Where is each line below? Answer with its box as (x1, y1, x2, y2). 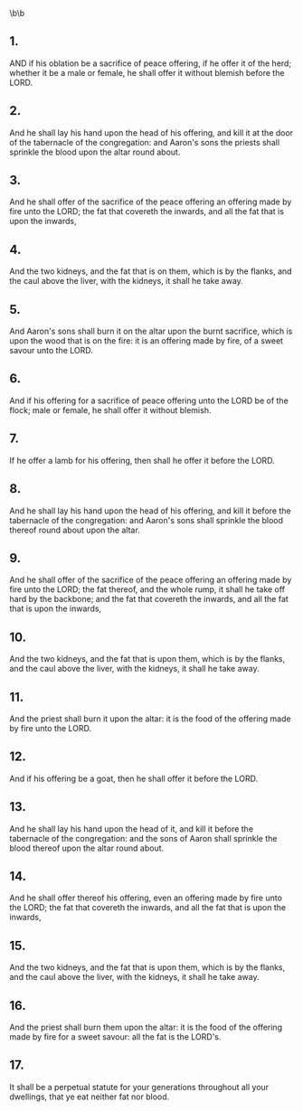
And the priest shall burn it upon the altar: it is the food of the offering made (9, 713, 291, 724)
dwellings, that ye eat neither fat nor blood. (9, 1091, 170, 1102)
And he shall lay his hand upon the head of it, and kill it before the (9, 823, 254, 834)
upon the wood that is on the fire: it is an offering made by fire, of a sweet (9, 335, 283, 346)
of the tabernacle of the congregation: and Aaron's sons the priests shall (9, 137, 280, 147)
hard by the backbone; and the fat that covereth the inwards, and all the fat (9, 594, 289, 605)
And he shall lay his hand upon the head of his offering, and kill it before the (9, 505, 291, 516)
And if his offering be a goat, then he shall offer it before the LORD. (9, 773, 259, 784)
